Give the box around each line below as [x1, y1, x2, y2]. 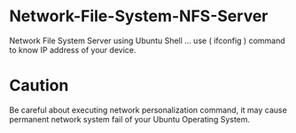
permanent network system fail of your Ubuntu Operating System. [9, 114, 251, 124]
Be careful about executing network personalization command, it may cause [9, 104, 288, 115]
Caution [9, 76, 69, 96]
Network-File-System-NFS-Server [9, 6, 269, 26]
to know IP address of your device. [9, 44, 136, 55]
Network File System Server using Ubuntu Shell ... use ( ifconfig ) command [9, 35, 285, 46]
